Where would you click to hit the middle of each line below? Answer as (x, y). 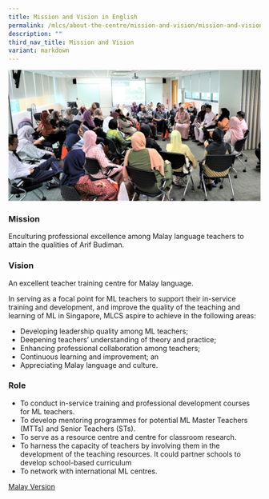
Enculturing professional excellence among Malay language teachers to (126, 237)
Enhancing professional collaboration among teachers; (110, 348)
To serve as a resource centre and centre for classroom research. (128, 437)
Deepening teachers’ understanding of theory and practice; (118, 339)
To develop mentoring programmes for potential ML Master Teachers (134, 420)
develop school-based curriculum (76, 462)
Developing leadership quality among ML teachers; (104, 331)
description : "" (35, 34)
